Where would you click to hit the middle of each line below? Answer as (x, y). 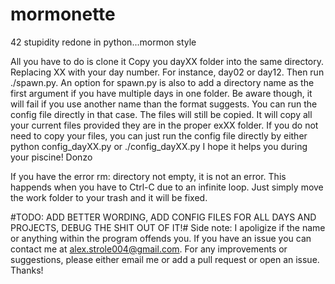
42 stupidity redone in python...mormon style (103, 42)
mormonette (63, 14)
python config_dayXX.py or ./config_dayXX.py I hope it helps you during (159, 146)
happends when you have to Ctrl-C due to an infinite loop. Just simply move (167, 187)
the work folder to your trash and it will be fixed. (109, 197)
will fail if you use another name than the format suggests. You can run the (164, 104)
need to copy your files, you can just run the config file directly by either (159, 135)
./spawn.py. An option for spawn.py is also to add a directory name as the (162, 82)
